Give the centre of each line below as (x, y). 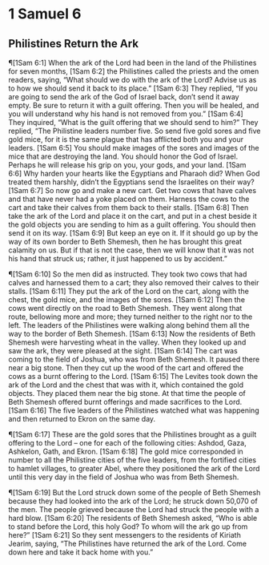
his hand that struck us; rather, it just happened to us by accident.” (118, 258)
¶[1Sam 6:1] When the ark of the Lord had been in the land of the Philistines (132, 63)
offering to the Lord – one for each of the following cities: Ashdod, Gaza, (127, 443)
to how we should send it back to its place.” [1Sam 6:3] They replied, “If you (133, 88)
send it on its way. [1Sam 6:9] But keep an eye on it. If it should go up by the (133, 233)
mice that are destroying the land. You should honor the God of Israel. (123, 156)
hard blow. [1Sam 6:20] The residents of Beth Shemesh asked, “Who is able (133, 518)
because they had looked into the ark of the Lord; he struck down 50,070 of (133, 501)
